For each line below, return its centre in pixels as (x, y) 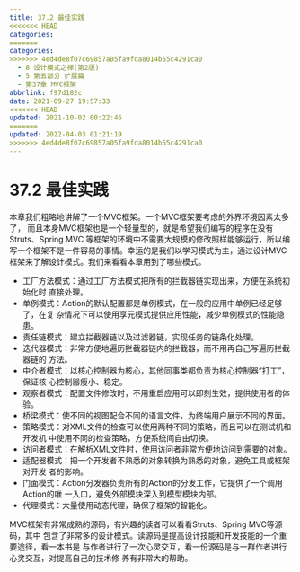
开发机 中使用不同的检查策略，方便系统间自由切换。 (118, 437)
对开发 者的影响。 (55, 471)
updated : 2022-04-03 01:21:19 (66, 135)
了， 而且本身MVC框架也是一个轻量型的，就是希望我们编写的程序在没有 (141, 228)
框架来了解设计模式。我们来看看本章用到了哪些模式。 (108, 261)
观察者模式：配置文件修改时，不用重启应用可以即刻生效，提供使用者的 (152, 392)
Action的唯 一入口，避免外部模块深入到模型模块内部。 (122, 494)
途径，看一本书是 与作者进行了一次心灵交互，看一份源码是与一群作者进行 (152, 546)
